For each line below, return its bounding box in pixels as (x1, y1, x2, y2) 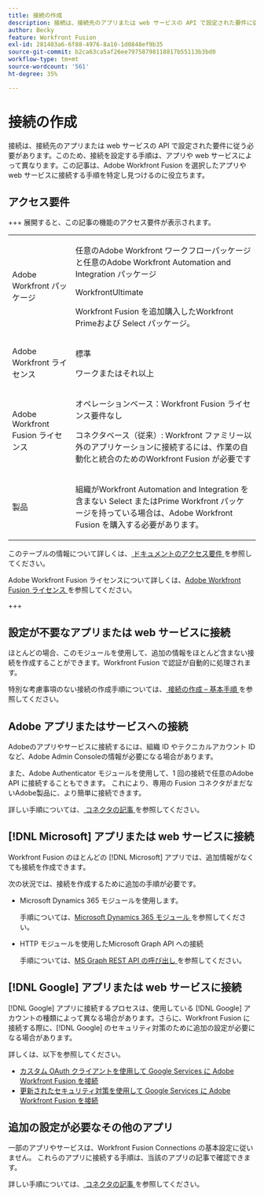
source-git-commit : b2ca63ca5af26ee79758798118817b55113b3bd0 (8, 48, 216, 56)
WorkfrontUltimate (75, 287, 144, 298)
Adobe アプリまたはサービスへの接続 (8, 719, 189, 733)
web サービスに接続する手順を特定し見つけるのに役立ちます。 (8, 170, 210, 179)
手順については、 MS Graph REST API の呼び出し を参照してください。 (19, 955, 246, 965)
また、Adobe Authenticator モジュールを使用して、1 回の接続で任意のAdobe (8, 768, 254, 778)
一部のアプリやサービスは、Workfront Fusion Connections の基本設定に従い (8, 1143, 254, 1153)
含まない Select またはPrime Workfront (75, 496, 218, 507)
